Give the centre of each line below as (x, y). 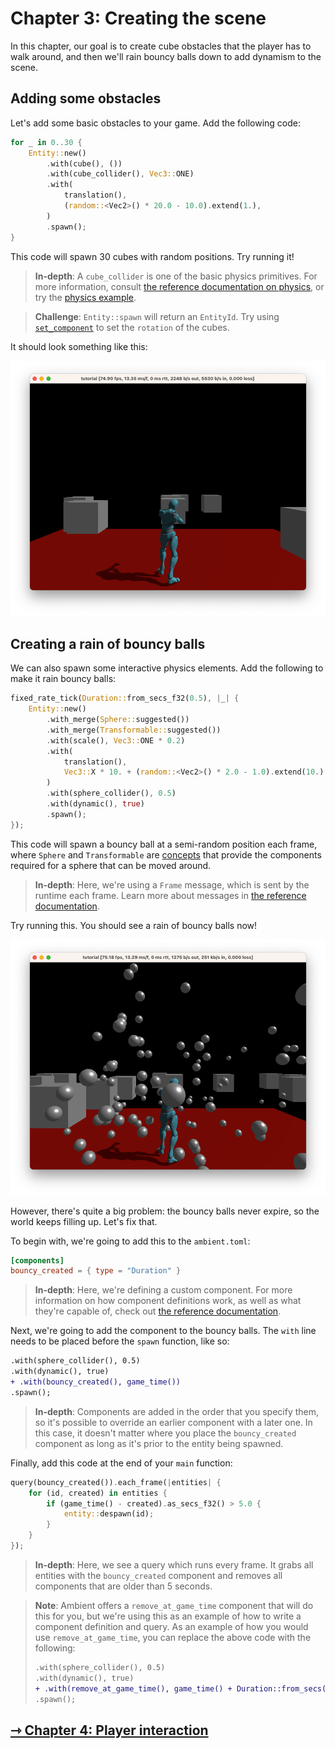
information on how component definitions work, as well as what (168, 1301)
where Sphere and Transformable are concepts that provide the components (166, 854)
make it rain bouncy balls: (63, 679)
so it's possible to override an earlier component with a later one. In (173, 1422)
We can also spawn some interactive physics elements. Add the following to (167, 668)
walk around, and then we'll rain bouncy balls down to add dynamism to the (166, 56)
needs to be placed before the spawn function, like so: (120, 1341)
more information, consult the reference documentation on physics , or (179, 286)
